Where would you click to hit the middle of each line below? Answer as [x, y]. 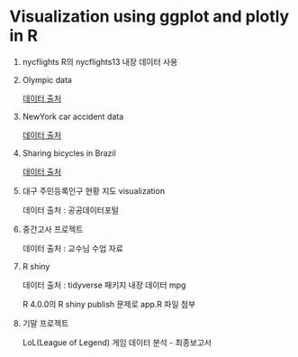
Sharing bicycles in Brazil [69, 153]
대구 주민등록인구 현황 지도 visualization [93, 190]
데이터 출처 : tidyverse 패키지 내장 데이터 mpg [104, 285]
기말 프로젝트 [45, 323]
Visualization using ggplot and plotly [149, 17]
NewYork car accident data [73, 116]
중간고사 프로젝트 [53, 229]
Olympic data [47, 79]
